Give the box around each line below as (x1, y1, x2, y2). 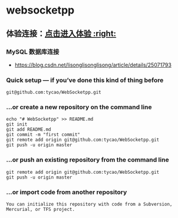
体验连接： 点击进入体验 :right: (6, 28, 117, 38)
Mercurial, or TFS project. (6, 207, 75, 213)
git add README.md (6, 127, 51, 133)
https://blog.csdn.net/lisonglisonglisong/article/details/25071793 (14, 61, 172, 68)
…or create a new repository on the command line (6, 103, 152, 111)
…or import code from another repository (6, 188, 127, 196)
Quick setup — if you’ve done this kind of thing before (6, 76, 164, 84)
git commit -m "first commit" (6, 132, 81, 138)
